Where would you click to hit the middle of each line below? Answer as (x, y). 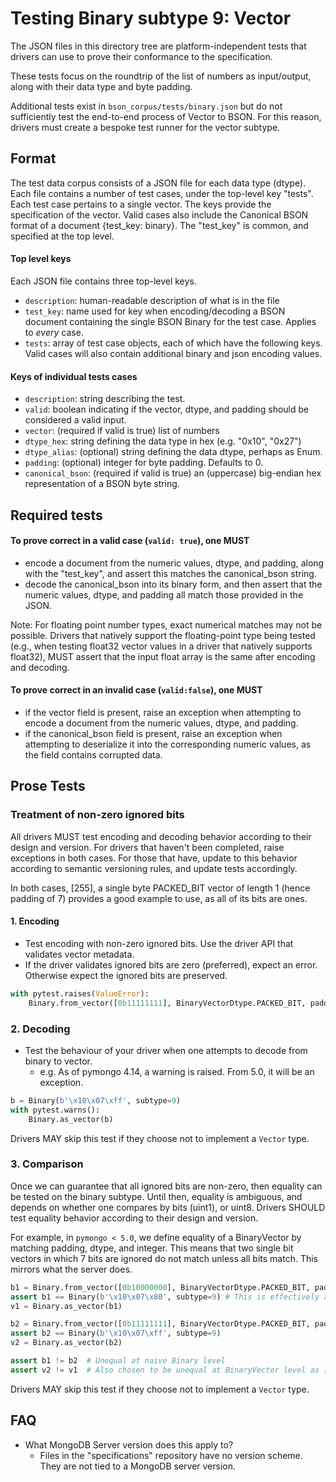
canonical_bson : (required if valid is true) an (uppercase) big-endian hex (173, 473)
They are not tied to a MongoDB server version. (138, 1466)
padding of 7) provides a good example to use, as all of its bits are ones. (159, 898)
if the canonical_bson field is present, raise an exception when (153, 733)
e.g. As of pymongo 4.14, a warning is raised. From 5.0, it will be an (177, 1071)
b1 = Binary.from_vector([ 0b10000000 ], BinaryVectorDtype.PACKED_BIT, (160, 1287)
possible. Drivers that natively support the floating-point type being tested (163, 635)
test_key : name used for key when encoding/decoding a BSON (155, 311)
